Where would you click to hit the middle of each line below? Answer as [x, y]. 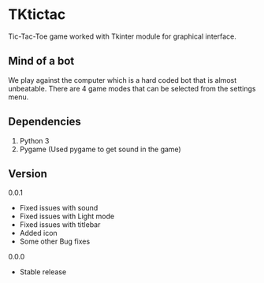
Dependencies [45, 122]
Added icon [38, 233]
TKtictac [37, 15]
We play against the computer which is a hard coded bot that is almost [123, 80]
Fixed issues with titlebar [60, 225]
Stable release [43, 272]
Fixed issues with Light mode [67, 216]
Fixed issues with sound [59, 208]
